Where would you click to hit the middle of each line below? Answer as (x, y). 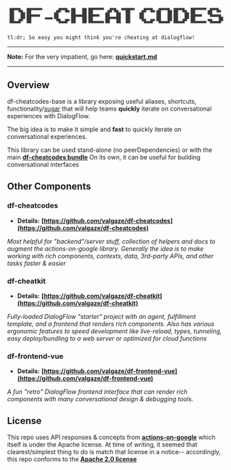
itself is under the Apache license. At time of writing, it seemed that (102, 445)
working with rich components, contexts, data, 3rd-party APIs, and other (111, 256)
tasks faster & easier (37, 263)
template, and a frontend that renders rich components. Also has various (111, 324)
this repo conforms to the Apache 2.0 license (72, 459)
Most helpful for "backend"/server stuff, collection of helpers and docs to (111, 241)
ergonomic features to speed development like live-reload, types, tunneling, (114, 331)
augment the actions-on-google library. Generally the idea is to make (106, 248)
